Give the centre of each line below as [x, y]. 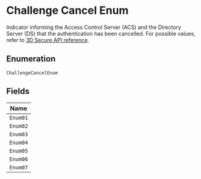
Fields [18, 91]
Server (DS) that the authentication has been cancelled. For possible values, [101, 33]
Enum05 [19, 151]
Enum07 [19, 167]
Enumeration [31, 59]
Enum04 [19, 143]
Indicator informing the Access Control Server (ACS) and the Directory [94, 27]
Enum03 [19, 134]
